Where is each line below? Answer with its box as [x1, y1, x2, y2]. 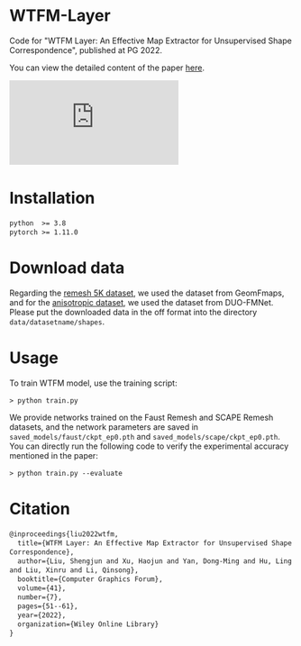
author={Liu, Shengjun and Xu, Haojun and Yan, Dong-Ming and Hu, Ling [17, 556, 293, 566]
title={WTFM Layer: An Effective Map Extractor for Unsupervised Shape [17, 538, 293, 548]
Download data [9, 258, 125, 278]
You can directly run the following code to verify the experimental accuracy [9, 441, 289, 451]
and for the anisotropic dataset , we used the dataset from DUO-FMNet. [9, 296, 274, 307]
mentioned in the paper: [9, 450, 99, 460]
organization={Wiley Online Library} [17, 619, 160, 629]
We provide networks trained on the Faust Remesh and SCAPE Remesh [9, 412, 274, 423]
